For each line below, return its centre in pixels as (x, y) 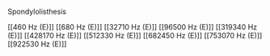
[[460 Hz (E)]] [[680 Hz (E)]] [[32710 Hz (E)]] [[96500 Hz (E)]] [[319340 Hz (133, 27)
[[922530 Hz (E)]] (37, 44)
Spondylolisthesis (37, 12)
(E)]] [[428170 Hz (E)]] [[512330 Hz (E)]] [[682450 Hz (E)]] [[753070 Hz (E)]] (135, 36)
